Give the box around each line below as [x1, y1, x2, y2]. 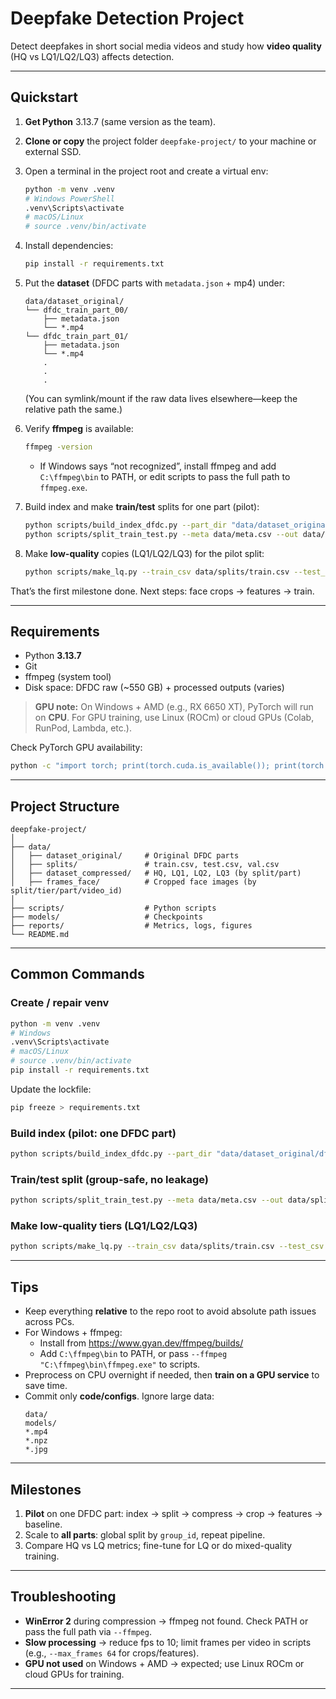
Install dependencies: [24, 240, 114, 252]
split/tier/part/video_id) [10, 886, 123, 896]
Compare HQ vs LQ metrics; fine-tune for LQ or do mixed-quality [24, 1539, 293, 1551]
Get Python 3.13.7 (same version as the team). [24, 115, 217, 127]
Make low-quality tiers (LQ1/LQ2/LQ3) [10, 1219, 198, 1233]
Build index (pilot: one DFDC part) [10, 1126, 177, 1140]
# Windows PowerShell [24, 193, 115, 204]
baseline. [24, 1518, 63, 1530]
